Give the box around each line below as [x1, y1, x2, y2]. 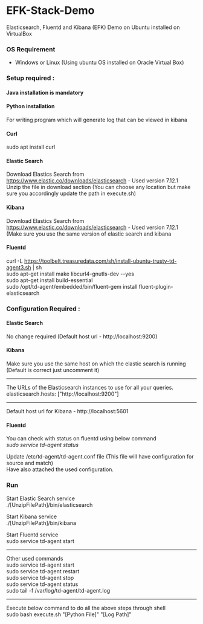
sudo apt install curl [6, 143, 56, 151]
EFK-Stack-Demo [6, 4, 95, 18]
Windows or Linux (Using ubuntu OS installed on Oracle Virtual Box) [14, 59, 184, 66]
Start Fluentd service [6, 531, 59, 538]
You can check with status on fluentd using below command [6, 435, 157, 442]
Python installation [6, 103, 55, 110]
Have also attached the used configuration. [6, 466, 114, 473]
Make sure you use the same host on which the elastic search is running [6, 360, 186, 367]
